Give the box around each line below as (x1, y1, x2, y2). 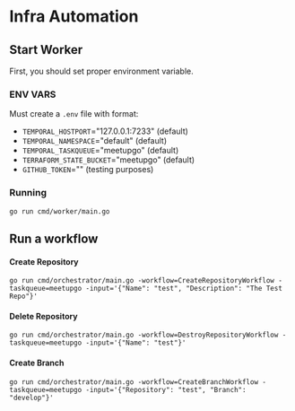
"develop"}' (9, 393, 54, 402)
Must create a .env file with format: (9, 109, 139, 119)
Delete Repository (9, 310, 78, 321)
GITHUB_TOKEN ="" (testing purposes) (22, 164, 154, 175)
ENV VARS (9, 88, 56, 101)
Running (9, 187, 48, 199)
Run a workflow (9, 231, 99, 246)
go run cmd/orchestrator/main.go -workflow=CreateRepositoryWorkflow (9, 276, 275, 285)
